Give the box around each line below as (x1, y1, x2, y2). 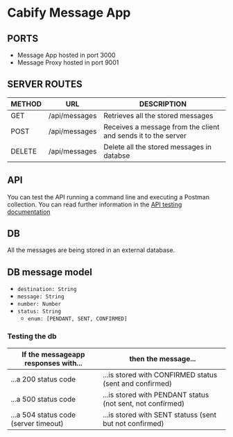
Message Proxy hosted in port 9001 (17, 58, 119, 67)
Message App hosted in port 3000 (17, 51, 116, 59)
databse (103, 151, 130, 160)
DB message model (7, 266, 92, 278)
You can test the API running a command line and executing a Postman (7, 192, 210, 201)
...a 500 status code (10, 394, 76, 404)
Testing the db (7, 331, 57, 341)
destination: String (17, 286, 77, 293)
